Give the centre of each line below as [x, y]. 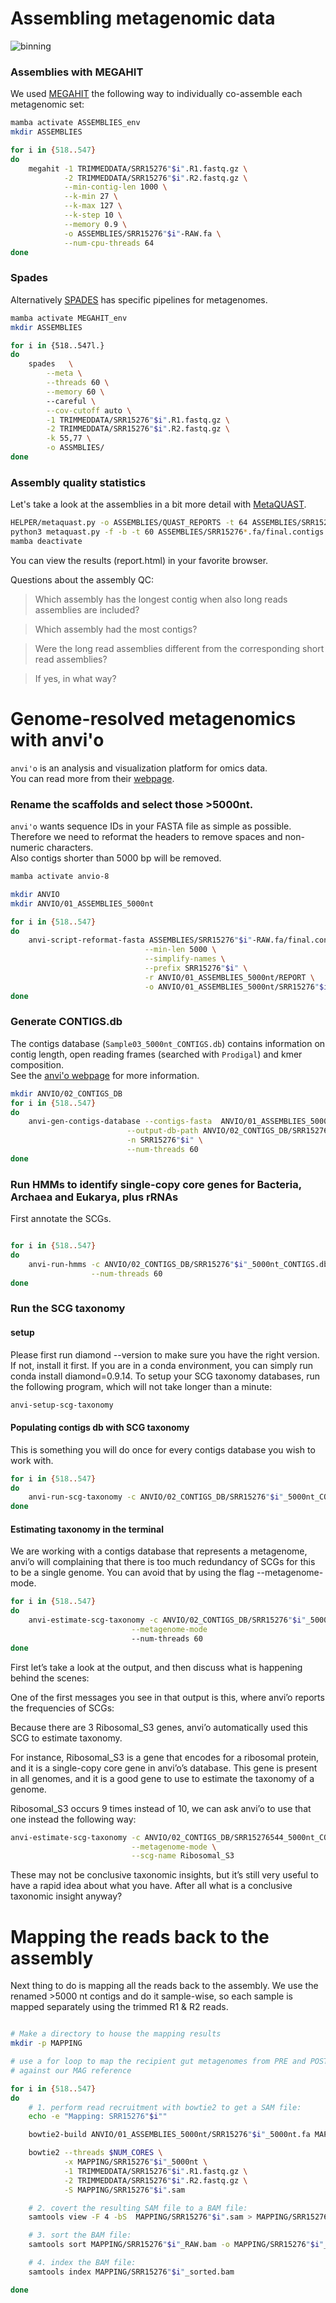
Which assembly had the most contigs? [116, 629]
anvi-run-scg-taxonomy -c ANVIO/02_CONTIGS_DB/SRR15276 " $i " [156, 1497]
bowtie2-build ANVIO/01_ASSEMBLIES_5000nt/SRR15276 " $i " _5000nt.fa [169, 2135]
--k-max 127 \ [93, 206]
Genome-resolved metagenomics [153, 719]
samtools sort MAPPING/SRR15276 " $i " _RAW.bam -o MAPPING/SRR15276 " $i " [176, 2245]
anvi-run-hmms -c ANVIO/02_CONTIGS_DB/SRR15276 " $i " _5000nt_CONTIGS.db [178, 1264]
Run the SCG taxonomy [68, 1309]
